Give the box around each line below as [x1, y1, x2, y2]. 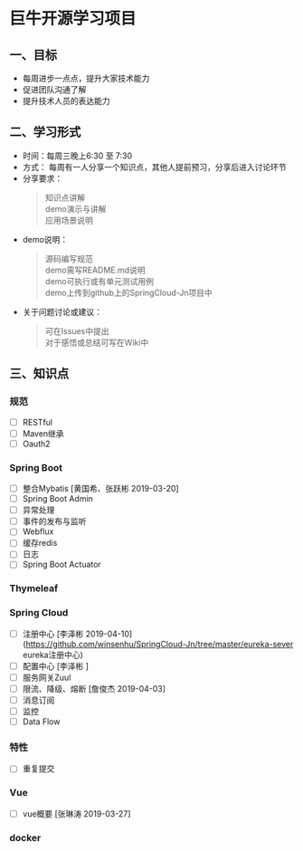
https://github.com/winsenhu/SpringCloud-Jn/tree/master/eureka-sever [25, 638, 294, 649]
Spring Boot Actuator [22, 559, 101, 570]
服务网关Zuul [22, 672, 71, 683]
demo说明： [22, 234, 69, 244]
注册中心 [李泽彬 [22, 628, 84, 639]
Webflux [22, 526, 54, 537]
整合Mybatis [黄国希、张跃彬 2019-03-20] [22, 483, 179, 493]
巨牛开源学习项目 [9, 8, 137, 29]
